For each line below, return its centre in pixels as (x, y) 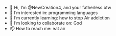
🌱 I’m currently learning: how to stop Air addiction (60, 18)
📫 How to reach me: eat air (37, 28)
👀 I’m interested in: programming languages (54, 13)
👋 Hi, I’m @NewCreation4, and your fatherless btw (60, 8)
